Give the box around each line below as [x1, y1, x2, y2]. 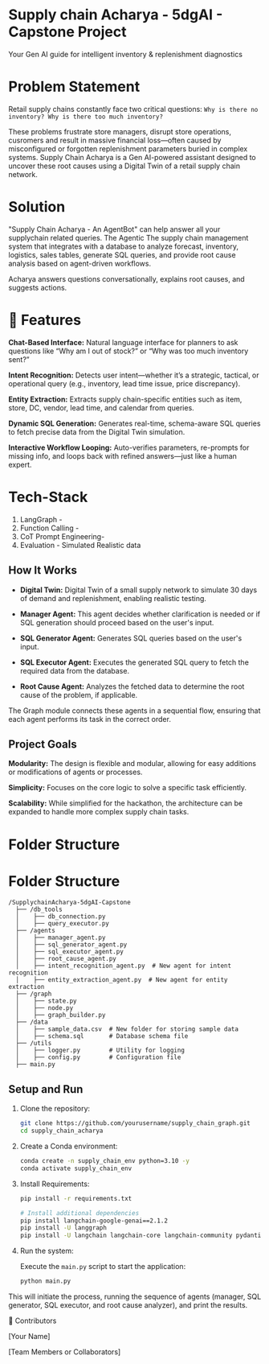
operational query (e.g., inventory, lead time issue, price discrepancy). [8, 378, 241, 388]
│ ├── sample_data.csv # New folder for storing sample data [15, 1025, 239, 1033]
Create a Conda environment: [19, 1141, 118, 1151]
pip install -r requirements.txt [19, 1194, 132, 1202]
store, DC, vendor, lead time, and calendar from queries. [8, 402, 194, 412]
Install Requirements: [19, 1179, 90, 1189]
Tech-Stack [8, 488, 88, 506]
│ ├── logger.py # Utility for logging [15, 1046, 185, 1055]
